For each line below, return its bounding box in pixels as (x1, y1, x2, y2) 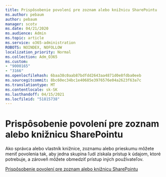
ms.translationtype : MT (5, 82, 56, 87)
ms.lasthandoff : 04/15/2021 (5, 92, 65, 97)
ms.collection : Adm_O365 (5, 54, 58, 60)
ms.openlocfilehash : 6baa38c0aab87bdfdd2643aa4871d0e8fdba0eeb (5, 73, 142, 78)
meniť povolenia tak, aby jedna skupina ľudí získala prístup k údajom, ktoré (5, 151, 161, 157)
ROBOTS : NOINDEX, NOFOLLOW (5, 45, 62, 50)
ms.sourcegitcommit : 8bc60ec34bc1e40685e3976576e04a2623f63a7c (5, 78, 142, 83)
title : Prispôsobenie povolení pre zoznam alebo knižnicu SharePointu (5, 7, 157, 13)
